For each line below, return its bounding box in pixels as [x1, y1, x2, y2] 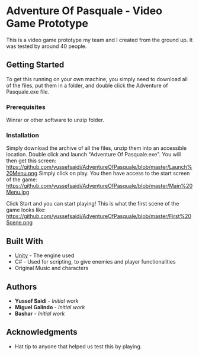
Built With [6, 236, 43, 246]
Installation [6, 131, 40, 139]
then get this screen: [6, 157, 57, 164]
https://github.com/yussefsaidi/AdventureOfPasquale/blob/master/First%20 [6, 213, 191, 220]
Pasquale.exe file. [6, 88, 49, 95]
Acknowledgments [6, 327, 78, 337]
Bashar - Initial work [14, 310, 65, 317]
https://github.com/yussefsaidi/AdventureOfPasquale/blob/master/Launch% [6, 163, 192, 171]
